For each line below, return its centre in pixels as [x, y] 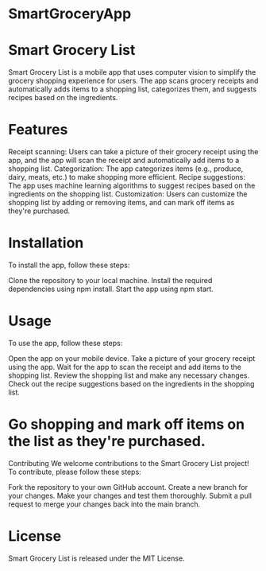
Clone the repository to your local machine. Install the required [110, 280]
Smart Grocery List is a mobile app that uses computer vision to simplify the [132, 72]
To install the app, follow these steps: [69, 265]
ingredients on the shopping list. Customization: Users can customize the [128, 194]
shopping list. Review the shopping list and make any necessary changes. [129, 375]
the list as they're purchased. [107, 441]
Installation [46, 243]
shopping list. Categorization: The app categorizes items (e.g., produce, [126, 169]
